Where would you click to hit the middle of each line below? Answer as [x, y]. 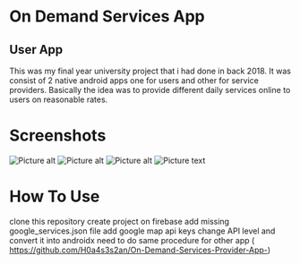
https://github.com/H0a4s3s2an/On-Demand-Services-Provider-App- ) [140, 250]
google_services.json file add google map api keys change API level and [142, 231]
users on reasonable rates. [59, 99]
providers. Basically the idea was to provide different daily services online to [150, 90]
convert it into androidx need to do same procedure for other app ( [132, 240]
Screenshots [58, 136]
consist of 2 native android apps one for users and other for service [134, 81]
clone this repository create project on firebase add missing [120, 221]
